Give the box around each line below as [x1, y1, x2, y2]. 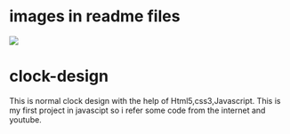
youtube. [9, 114, 42, 125]
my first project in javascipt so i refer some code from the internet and [9, 105, 266, 115]
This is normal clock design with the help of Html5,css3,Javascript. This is [9, 95, 281, 106]
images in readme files [9, 6, 181, 27]
